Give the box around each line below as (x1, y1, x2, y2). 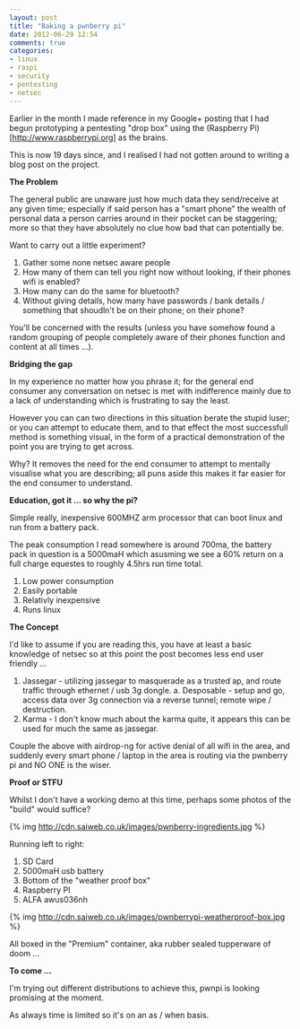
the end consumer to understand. (9, 477, 133, 488)
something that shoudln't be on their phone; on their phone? (21, 304, 244, 315)
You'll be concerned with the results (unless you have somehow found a (9, 322, 276, 333)
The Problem (9, 176, 58, 187)
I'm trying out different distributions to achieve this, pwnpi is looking (9, 982, 260, 993)
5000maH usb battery (21, 865, 105, 876)
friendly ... (9, 658, 47, 668)
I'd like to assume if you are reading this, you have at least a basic (9, 639, 253, 650)
